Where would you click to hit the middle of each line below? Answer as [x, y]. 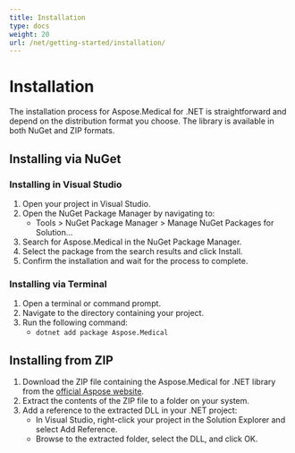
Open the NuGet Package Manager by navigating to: [118, 213]
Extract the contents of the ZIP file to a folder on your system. [136, 400]
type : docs [29, 26]
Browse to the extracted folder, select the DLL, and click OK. [147, 439]
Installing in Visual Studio [66, 184]
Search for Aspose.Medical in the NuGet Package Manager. [132, 242]
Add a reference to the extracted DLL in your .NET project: [130, 410]
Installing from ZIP [61, 360]
